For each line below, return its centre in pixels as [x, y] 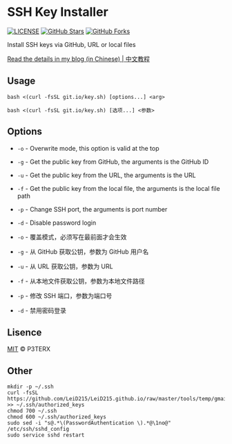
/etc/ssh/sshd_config [38, 429]
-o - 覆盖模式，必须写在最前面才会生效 [72, 237]
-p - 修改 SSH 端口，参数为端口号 [65, 295]
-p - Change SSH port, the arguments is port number [92, 209]
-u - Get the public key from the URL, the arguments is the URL [107, 175]
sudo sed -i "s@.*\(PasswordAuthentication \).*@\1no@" [89, 423]
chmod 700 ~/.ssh [32, 411]
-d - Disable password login [57, 223]
